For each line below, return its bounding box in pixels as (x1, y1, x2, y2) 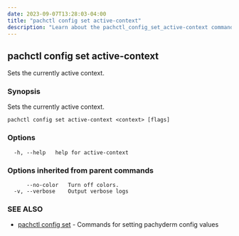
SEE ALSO (7, 204, 43, 214)
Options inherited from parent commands (7, 165, 154, 175)
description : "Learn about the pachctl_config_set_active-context (7, 23, 208, 31)
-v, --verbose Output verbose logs (14, 188, 129, 195)
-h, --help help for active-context (14, 149, 129, 156)
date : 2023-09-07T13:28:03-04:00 (7, 10, 107, 18)
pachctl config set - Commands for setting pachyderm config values (17, 220, 219, 229)
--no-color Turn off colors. (26, 182, 119, 189)
